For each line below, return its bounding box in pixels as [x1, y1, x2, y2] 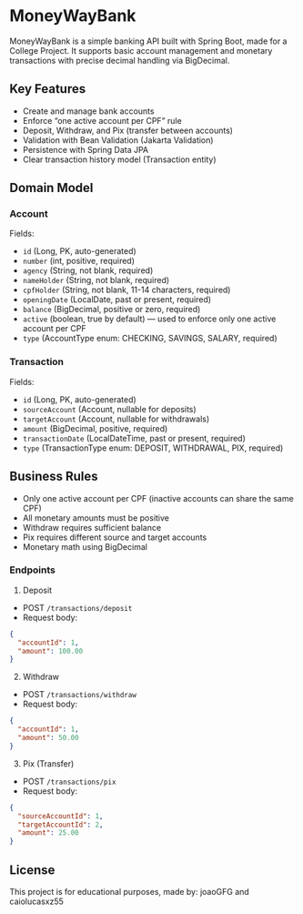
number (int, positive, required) [22, 256, 135, 267]
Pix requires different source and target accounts [22, 532, 207, 543]
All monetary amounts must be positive [22, 512, 170, 523]
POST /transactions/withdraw [22, 689, 136, 700]
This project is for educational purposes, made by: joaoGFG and [9, 887, 250, 898]
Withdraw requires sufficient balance [22, 522, 162, 533]
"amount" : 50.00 [17, 734, 79, 743]
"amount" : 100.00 [17, 646, 84, 655]
